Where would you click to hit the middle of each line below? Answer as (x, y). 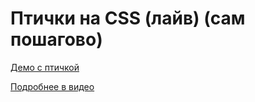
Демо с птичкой (45, 67)
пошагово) (56, 39)
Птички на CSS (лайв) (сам (128, 18)
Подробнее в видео (52, 86)
